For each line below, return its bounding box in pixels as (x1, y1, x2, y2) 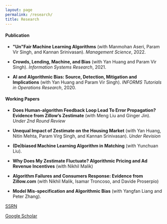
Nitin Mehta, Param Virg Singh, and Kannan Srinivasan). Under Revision (12, 133, 161, 139)
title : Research (5, 17, 39, 22)
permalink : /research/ (5, 12, 53, 17)
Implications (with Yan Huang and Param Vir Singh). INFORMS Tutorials (12, 79, 162, 85)
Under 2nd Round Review (12, 118, 66, 124)
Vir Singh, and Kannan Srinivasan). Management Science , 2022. (12, 49, 146, 55)
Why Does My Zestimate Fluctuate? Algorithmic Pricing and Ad (12, 158, 147, 164)
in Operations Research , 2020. (12, 84, 76, 91)
